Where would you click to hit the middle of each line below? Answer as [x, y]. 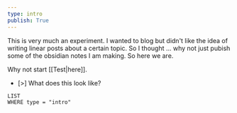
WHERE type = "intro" [39, 102]
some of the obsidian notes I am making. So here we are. [90, 55]
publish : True [28, 20]
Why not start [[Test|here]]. [47, 69]
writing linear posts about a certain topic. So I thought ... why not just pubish [119, 48]
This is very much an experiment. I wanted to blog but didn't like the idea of [118, 40]
